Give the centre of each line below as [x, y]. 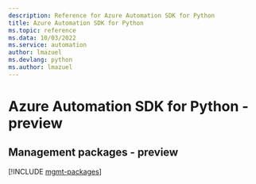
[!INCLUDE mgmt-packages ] [55, 171]
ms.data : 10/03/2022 [43, 38]
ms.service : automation [48, 45]
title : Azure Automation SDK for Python [76, 23]
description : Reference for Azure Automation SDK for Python [112, 15]
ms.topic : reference [43, 30]
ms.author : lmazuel [41, 67]
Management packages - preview [93, 153]
